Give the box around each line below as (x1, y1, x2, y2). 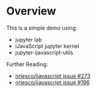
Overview (6, 4, 56, 18)
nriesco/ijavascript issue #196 (15, 79, 90, 86)
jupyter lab (15, 36, 42, 43)
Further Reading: (6, 61, 48, 68)
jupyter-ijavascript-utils (15, 48, 74, 56)
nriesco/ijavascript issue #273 (15, 72, 91, 79)
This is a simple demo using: (6, 24, 78, 31)
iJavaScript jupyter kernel (15, 42, 80, 50)
